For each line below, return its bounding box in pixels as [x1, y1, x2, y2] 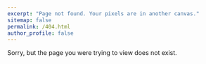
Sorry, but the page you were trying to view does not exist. [7, 49, 177, 57]
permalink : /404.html [7, 23, 71, 30]
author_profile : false [7, 29, 74, 37]
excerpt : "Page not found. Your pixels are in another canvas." [7, 10, 200, 17]
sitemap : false [7, 17, 52, 24]
